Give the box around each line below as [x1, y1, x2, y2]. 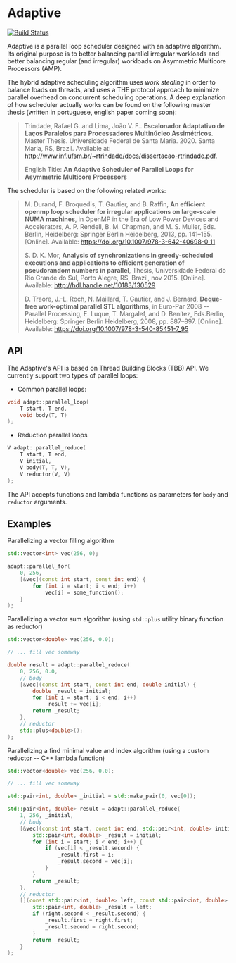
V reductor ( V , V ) [20, 471, 71, 478]
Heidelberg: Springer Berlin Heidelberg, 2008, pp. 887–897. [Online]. [24, 317, 223, 325]
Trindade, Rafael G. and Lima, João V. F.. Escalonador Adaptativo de [24, 121, 225, 130]
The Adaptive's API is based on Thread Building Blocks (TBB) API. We [7, 364, 209, 372]
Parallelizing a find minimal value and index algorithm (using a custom [7, 746, 209, 754]
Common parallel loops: [17, 385, 86, 393]
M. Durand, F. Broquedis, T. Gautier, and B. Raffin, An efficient [24, 199, 206, 209]
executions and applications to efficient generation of [24, 259, 185, 267]
